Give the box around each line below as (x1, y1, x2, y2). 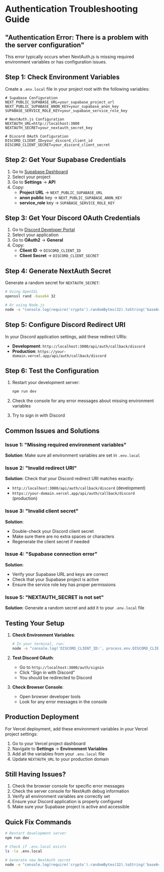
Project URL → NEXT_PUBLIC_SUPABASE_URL (19, 189, 103, 195)
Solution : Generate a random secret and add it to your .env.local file (5, 605, 145, 611)
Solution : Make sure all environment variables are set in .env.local (5, 452, 141, 458)
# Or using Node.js (5, 303, 45, 307)
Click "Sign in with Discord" (19, 669, 75, 675)
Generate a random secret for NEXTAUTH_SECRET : (5, 280, 100, 286)
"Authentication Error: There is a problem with (5, 33, 149, 41)
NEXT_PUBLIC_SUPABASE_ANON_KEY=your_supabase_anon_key (5, 104, 119, 109)
